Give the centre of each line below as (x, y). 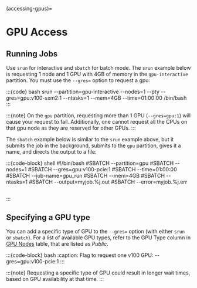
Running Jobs (32, 54)
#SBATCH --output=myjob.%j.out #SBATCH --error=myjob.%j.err (108, 182)
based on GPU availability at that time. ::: (55, 279)
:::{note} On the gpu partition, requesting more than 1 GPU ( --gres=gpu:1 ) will (98, 116)
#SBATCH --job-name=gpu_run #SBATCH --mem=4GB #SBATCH (86, 176)
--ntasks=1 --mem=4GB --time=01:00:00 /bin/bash (125, 98)
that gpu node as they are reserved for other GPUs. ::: (71, 128)
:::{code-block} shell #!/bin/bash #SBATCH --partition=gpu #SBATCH (90, 163)
